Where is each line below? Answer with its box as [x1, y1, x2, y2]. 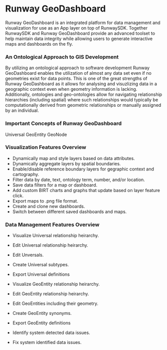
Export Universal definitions [12, 271, 70, 277]
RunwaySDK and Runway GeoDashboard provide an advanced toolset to [5, 30, 155, 36]
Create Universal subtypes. [12, 262, 69, 268]
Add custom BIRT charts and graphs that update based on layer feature [12, 187, 160, 193]
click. [12, 193, 24, 199]
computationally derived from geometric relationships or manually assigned [5, 102, 161, 108]
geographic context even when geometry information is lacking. [5, 86, 137, 92]
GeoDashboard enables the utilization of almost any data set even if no [5, 70, 152, 76]
